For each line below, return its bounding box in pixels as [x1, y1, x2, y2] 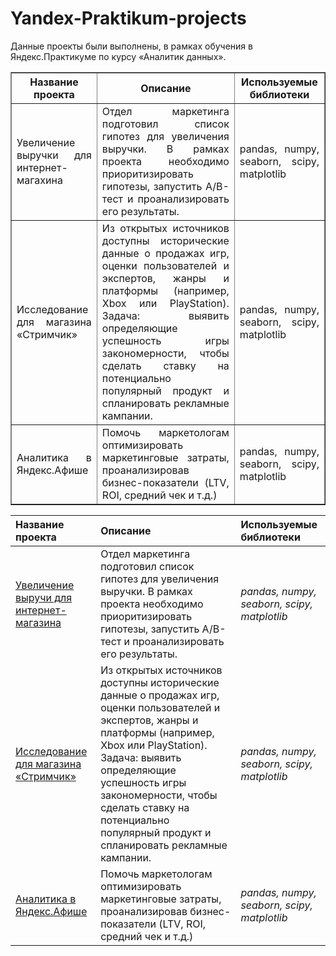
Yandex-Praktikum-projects [10, 7, 247, 30]
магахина [16, 173, 63, 187]
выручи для [15, 590, 73, 604]
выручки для [16, 148, 92, 162]
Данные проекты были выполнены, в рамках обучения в [10, 40, 253, 52]
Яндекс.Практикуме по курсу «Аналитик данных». [10, 50, 227, 62]
